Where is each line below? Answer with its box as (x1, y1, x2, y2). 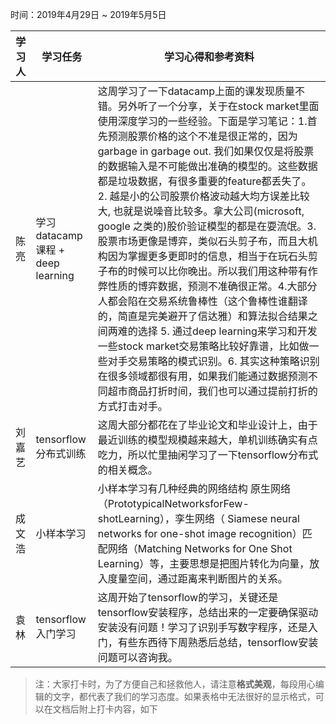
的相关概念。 (97, 463, 158, 477)
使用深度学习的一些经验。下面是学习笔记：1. (97, 114, 308, 128)
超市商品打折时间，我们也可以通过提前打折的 (107, 384, 318, 398)
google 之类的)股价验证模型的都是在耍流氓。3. (97, 219, 317, 233)
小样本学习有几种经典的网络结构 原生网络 (97, 482, 292, 495)
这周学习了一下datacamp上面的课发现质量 (97, 84, 295, 98)
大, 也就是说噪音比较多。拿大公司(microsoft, (97, 204, 305, 218)
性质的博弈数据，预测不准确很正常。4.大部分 (107, 279, 318, 293)
